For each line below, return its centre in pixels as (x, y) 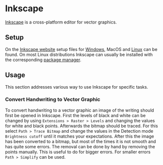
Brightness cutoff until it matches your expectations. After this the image (80, 136)
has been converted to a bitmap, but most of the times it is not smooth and (81, 141)
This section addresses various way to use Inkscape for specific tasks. (77, 87)
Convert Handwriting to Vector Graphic (53, 99)
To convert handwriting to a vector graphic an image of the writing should (80, 110)
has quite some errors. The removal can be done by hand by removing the (80, 146)
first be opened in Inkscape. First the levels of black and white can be (75, 115)
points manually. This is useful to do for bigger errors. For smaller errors (78, 152)
